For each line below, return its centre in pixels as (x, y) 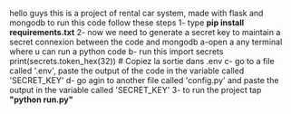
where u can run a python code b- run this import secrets (116, 52)
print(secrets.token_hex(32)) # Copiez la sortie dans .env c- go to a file (142, 61)
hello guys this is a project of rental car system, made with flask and (136, 13)
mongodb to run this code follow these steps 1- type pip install (127, 23)
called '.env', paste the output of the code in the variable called (127, 71)
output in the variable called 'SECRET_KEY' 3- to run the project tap (136, 90)
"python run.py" (41, 100)
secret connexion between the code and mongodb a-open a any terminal (146, 42)
